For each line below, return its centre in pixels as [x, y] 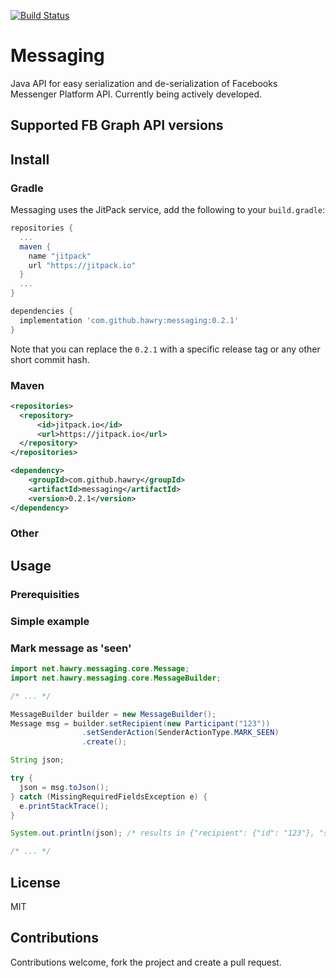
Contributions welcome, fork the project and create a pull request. [146, 962]
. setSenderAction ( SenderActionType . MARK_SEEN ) [180, 733]
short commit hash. [50, 359]
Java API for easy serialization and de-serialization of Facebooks [144, 83]
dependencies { [42, 311]
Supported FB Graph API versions [117, 125]
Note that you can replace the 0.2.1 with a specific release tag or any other [165, 349]
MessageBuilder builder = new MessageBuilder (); [113, 714]
